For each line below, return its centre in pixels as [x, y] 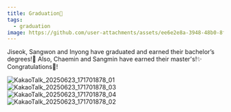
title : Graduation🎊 [35, 13]
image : [16, 32]
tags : [15, 20]
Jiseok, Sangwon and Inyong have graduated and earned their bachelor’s [111, 52]
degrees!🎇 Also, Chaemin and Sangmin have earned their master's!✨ [104, 59]
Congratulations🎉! [33, 67]
